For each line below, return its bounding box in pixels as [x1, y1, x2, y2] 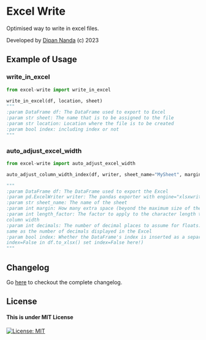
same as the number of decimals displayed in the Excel [6, 228, 152, 234]
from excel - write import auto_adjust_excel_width [6, 160, 136, 166]
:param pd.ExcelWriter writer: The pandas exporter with [6, 194, 155, 200]
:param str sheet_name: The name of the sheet [6, 199, 128, 206]
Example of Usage [6, 54, 77, 65]
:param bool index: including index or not [6, 126, 120, 133]
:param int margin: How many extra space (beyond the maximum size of [6, 206, 191, 212]
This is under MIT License [6, 313, 74, 320]
